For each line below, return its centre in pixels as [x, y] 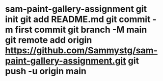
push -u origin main [46, 71]
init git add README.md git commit [78, 19]
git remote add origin [49, 40]
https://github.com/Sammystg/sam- [81, 51]
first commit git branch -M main [81, 30]
